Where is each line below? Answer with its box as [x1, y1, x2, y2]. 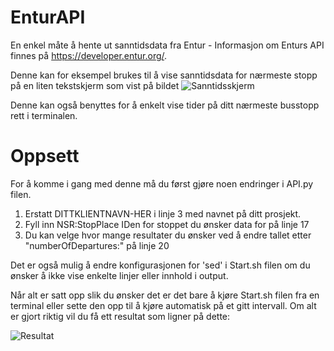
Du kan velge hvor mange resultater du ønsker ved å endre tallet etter [24, 229, 312, 241]
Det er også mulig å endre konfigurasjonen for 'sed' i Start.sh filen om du [10, 259, 311, 271]
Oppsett [10, 145, 80, 168]
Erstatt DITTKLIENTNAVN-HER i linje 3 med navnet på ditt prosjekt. [24, 207, 302, 220]
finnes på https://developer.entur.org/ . [10, 49, 168, 61]
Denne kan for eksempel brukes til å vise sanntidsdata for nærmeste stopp [10, 69, 318, 81]
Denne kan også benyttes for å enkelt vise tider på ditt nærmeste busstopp [10, 99, 320, 111]
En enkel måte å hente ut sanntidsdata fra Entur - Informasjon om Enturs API [10, 39, 325, 51]
